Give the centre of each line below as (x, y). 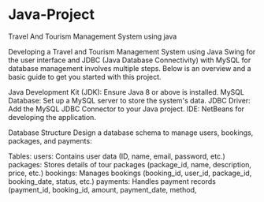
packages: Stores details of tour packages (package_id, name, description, (130, 164)
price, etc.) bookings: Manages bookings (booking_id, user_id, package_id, (130, 173)
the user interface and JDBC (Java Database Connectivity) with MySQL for (130, 60)
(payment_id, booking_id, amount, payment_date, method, (102, 189)
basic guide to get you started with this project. (85, 77)
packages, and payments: (50, 140)
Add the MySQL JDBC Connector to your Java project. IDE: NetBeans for (126, 109)
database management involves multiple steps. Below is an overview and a (130, 68)
